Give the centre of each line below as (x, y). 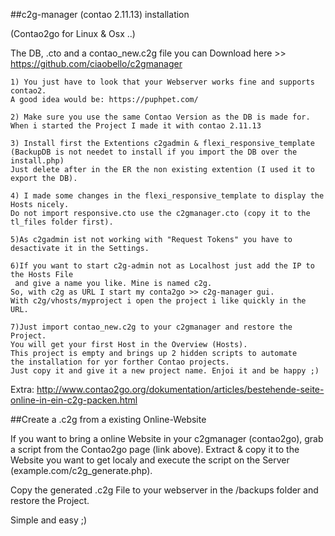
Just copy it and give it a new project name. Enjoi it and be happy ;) (165, 371)
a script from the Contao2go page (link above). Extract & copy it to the (155, 449)
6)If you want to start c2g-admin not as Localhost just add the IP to (162, 266)
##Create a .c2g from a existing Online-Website (108, 419)
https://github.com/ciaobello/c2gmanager (96, 63)
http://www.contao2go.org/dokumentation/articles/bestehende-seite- (180, 389)
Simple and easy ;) (49, 520)
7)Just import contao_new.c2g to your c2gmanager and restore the (151, 327)
